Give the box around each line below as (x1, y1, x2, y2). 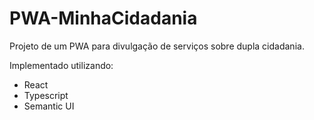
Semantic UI (23, 100, 75, 112)
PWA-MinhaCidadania (9, 7, 198, 30)
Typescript (23, 89, 69, 101)
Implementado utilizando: (9, 59, 114, 71)
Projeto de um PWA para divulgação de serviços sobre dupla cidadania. (9, 40, 305, 52)
